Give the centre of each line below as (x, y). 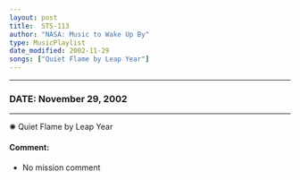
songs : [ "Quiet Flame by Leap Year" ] (79, 59)
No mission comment (61, 167)
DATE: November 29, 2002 (68, 99)
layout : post (33, 17)
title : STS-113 (39, 26)
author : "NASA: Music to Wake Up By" (79, 34)
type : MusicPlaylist (48, 43)
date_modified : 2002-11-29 (59, 51)
